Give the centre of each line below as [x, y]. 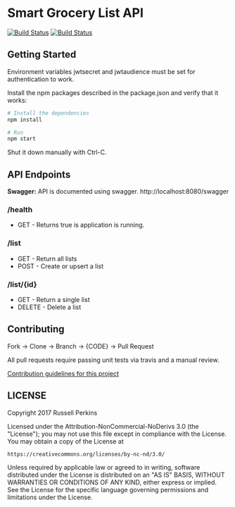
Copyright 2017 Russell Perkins [52, 413]
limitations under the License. [50, 497]
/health [20, 209]
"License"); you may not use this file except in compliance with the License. [117, 434]
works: [17, 100]
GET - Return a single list [53, 299]
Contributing [36, 329]
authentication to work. [41, 79]
